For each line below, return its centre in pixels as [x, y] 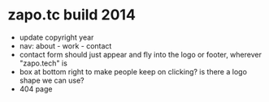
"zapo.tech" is [43, 63]
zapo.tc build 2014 [72, 15]
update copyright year [56, 37]
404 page [36, 89]
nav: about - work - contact [65, 45]
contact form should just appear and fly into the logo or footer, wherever [140, 54]
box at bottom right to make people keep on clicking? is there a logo [133, 71]
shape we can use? [52, 80]
